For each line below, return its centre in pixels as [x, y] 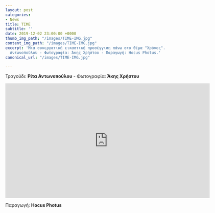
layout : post [19, 10]
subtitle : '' [19, 29]
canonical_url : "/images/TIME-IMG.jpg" [48, 57]
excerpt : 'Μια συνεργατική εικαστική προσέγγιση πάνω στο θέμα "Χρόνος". [86, 48]
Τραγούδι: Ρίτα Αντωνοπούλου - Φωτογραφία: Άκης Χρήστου [72, 76]
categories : [18, 15]
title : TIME [18, 24]
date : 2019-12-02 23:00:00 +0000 [41, 34]
